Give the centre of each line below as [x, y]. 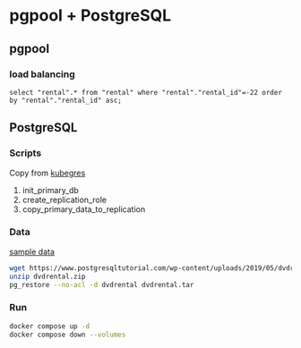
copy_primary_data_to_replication [84, 209]
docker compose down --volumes [68, 335]
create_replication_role [64, 199]
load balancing [42, 74]
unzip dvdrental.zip [48, 276]
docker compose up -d [50, 326]
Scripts [26, 153]
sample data [32, 251]
